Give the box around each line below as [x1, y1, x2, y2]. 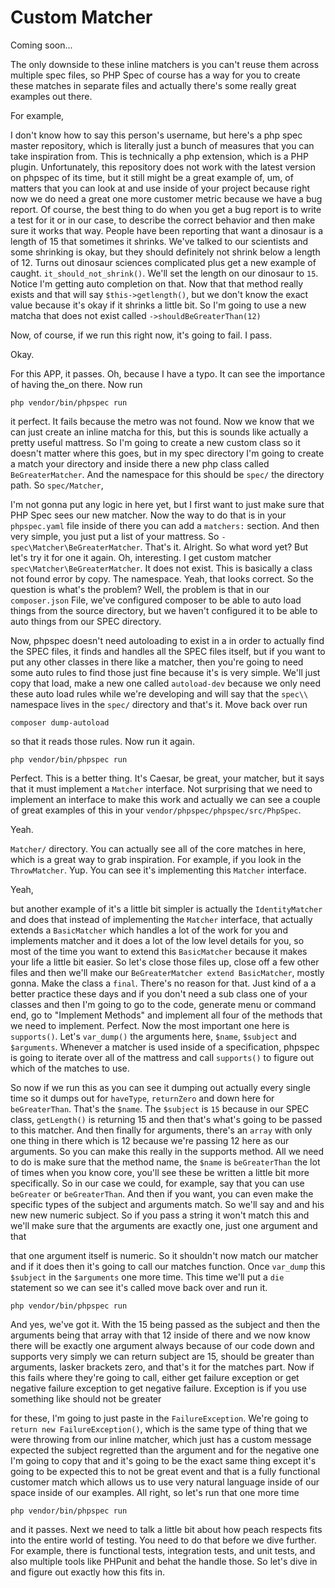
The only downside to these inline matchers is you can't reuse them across [10, 58, 320, 70]
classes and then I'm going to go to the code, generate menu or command [10, 998, 317, 1010]
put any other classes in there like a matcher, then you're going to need [10, 656, 304, 668]
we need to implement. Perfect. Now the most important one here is [10, 1019, 290, 1031]
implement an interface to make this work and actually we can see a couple [10, 793, 322, 805]
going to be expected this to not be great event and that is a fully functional [10, 1465, 321, 1477]
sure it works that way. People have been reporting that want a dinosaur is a [10, 224, 324, 236]
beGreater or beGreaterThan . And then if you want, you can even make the [10, 1187, 314, 1200]
